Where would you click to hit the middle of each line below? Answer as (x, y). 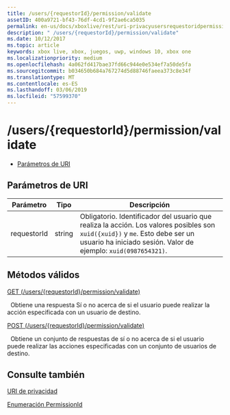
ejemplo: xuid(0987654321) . (124, 250)
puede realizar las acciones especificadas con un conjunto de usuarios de (112, 346)
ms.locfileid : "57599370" (44, 97)
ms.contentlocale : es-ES (42, 84)
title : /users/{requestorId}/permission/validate (79, 13)
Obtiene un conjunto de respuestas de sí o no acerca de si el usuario (107, 339)
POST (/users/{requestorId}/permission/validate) (76, 325)
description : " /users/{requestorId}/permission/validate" (93, 33)
